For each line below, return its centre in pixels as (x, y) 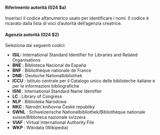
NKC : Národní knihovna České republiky (53, 107)
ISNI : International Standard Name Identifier (57, 91)
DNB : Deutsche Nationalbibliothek (47, 76)
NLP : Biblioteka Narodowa (39, 102)
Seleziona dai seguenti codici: (35, 45)
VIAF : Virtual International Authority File (53, 122)
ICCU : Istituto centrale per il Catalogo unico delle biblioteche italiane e (84, 81)
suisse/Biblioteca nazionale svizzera (49, 117)
